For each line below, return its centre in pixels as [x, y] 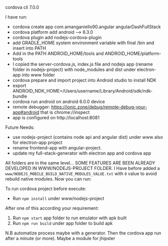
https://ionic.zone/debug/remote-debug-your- [99, 107]
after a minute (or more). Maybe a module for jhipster [60, 238]
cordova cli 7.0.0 [22, 7]
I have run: [16, 17]
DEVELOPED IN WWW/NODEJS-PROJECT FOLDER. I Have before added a [82, 168]
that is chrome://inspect [65, 112]
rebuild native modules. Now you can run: [48, 179]
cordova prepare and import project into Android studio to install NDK [85, 80]
